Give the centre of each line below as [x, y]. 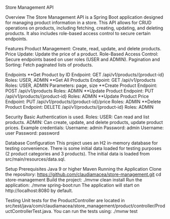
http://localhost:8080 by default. [39, 191]
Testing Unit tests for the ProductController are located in [65, 200]
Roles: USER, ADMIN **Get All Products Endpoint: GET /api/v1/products [80, 80]
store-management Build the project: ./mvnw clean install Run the [74, 180]
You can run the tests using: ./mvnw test [95, 211]
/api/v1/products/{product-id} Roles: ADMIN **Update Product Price [77, 96]
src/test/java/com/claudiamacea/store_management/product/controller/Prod [85, 206]
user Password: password [32, 133]
